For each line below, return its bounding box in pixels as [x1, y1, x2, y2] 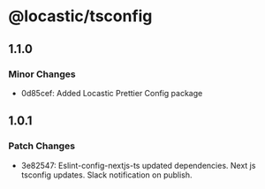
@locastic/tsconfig [8, 6, 153, 26]
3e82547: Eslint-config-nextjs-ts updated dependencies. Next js [20, 160, 256, 170]
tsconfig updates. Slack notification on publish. [20, 170, 193, 180]
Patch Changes [8, 140, 76, 152]
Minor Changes [8, 68, 76, 80]
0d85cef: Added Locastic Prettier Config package [20, 87, 203, 98]
